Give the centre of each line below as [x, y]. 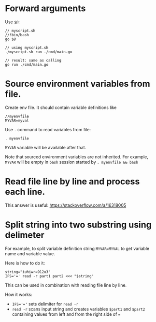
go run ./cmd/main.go [27, 64]
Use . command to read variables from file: [48, 129]
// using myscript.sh [27, 47]
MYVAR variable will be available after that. [46, 147]
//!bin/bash [17, 35]
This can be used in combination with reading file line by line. [66, 285]
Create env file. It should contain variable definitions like [61, 107]
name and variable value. [30, 253]
